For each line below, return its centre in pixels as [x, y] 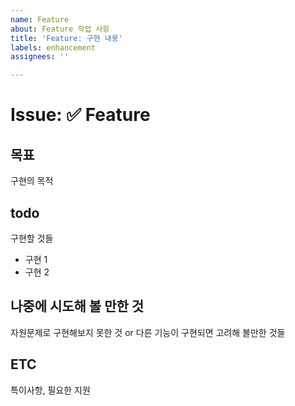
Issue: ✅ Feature [80, 115]
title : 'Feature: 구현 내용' [66, 38]
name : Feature [40, 19]
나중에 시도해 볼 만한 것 [77, 306]
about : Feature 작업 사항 [60, 29]
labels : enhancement [53, 47]
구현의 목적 [32, 181]
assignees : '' [40, 57]
